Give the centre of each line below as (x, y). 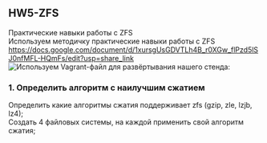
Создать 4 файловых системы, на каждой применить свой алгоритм (126, 122)
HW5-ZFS (34, 13)
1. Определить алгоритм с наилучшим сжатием (107, 88)
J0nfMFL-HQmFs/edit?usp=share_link (71, 58)
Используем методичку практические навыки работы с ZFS (112, 41)
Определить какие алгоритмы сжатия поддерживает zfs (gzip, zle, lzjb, (130, 105)
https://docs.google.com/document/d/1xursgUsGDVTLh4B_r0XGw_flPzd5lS (133, 49)
